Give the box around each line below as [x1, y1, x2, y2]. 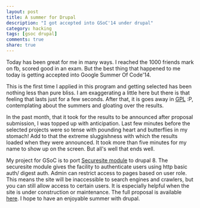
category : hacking [6, 25, 52, 32]
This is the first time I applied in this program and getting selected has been [6, 82, 192, 90]
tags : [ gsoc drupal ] [6, 31, 58, 37]
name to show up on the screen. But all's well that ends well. [6, 145, 155, 152]
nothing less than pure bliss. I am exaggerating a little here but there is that [6, 89, 190, 96]
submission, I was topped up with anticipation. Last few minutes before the [6, 120, 190, 127]
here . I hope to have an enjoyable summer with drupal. [6, 195, 140, 202]
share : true [6, 42, 36, 48]
